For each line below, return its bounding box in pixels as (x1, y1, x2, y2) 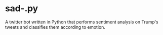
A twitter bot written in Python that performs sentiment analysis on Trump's (5, 19, 159, 25)
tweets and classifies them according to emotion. (5, 24, 105, 30)
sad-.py (5, 3, 39, 14)
